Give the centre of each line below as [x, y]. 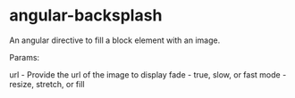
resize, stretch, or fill [47, 84]
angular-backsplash [86, 16]
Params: [25, 57]
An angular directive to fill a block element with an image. [115, 40]
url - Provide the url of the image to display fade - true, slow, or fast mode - [148, 74]
